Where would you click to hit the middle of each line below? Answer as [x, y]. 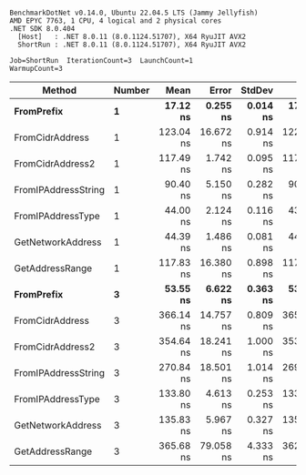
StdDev [257, 90]
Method [60, 90]
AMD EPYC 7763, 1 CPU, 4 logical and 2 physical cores [116, 21]
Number [132, 90]
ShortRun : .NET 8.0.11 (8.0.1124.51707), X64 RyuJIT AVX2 [132, 45]
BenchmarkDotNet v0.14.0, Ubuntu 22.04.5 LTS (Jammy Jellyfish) [134, 13]
